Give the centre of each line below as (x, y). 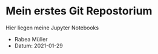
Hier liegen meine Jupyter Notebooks (52, 28)
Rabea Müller (31, 39)
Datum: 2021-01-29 (38, 46)
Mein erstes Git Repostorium (79, 11)
